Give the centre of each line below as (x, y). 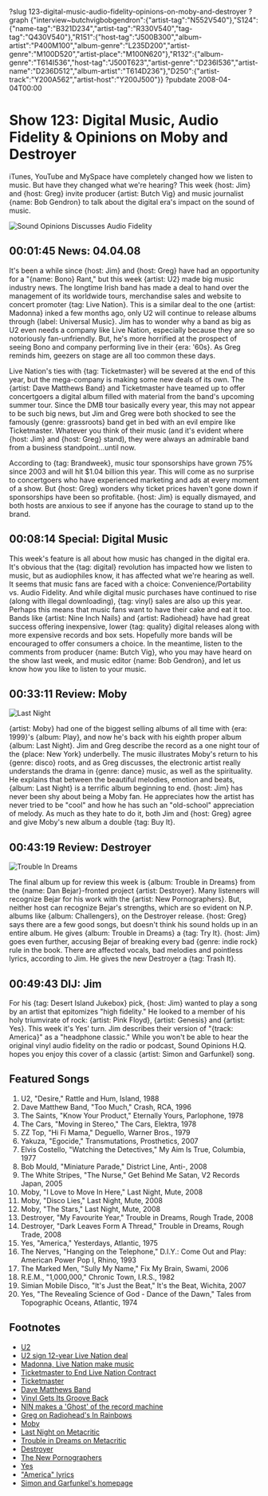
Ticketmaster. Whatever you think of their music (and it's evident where (126, 430)
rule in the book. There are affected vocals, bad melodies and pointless (126, 950)
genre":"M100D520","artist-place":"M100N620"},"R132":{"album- (116, 54)
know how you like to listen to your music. (78, 669)
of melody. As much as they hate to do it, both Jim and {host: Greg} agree (130, 814)
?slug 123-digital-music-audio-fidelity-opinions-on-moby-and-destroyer (128, 12)
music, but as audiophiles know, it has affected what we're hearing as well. (132, 575)
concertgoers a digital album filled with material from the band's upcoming (132, 396)
